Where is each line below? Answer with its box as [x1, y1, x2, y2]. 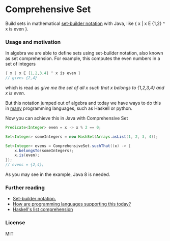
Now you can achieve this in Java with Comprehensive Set [5, 115, 128, 121]
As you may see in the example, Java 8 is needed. [5, 171, 110, 177]
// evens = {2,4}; [5, 162, 44, 167]
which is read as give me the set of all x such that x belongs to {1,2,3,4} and [5, 84, 164, 91]
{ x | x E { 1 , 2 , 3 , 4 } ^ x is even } [5, 71, 81, 76]
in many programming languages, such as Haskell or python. [5, 105, 132, 111]
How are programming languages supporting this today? [12, 201, 131, 207]
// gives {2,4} [5, 75, 38, 81]
